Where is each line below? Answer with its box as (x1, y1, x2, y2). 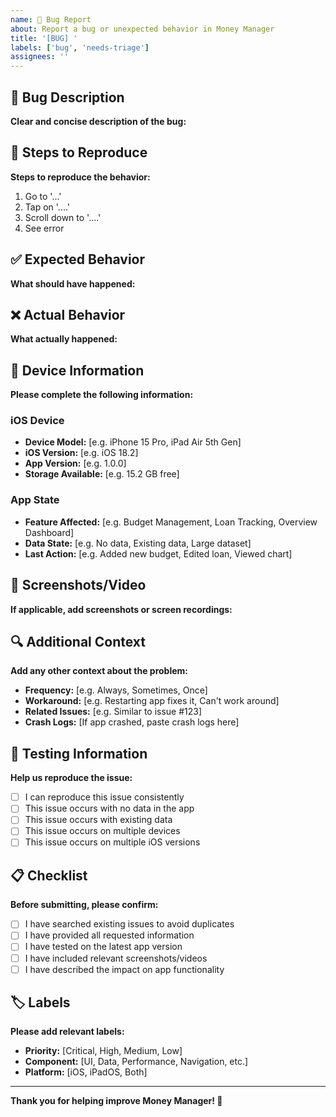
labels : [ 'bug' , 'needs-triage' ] (10, 42, 150, 53)
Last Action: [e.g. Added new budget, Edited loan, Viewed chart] (24, 547, 293, 560)
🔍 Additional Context (10, 633, 147, 650)
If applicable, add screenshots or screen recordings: (10, 603, 233, 615)
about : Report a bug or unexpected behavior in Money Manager (10, 24, 275, 34)
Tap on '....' (24, 201, 71, 213)
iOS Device (10, 414, 65, 428)
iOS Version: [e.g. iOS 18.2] (24, 447, 139, 459)
